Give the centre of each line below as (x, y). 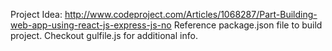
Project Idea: (36, 14)
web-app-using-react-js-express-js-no (91, 25)
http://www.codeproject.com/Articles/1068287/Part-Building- (191, 14)
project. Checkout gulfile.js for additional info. (104, 35)
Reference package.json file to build (248, 25)
